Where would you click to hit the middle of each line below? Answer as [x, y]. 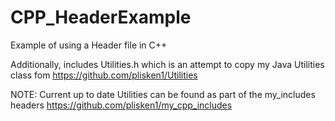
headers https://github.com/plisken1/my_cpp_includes [121, 105]
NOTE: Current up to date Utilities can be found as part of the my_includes [163, 94]
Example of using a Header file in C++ [89, 45]
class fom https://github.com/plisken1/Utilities [104, 75]
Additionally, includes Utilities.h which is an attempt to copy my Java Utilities [167, 64]
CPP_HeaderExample [101, 17]
